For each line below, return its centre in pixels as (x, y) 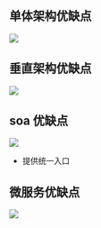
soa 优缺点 (39, 121)
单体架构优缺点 (50, 16)
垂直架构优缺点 (50, 69)
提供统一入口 (46, 161)
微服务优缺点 (45, 192)
